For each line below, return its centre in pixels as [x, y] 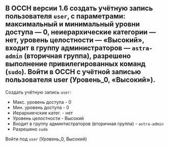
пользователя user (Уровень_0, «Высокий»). [80, 80]
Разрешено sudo [30, 129]
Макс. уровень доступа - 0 [42, 102]
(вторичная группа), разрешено [77, 56]
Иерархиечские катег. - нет [43, 113]
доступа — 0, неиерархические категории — [81, 32]
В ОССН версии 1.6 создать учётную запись [79, 8]
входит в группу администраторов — [68, 48]
